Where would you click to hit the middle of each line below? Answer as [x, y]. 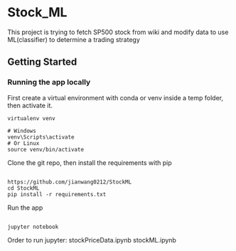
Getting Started [42, 62]
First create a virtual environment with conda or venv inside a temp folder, [116, 97]
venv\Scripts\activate [41, 137]
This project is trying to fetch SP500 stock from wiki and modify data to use [118, 32]
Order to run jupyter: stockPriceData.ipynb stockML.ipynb [92, 240]
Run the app [25, 208]
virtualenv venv [31, 118]
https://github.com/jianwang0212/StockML [70, 182]
